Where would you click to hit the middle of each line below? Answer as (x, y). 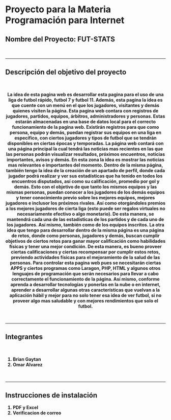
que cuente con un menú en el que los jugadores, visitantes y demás (85, 105)
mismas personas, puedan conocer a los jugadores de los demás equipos (85, 192)
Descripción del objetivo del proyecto (66, 72)
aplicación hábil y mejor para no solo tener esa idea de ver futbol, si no (85, 295)
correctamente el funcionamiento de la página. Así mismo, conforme (85, 279)
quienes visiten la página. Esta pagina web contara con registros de (85, 110)
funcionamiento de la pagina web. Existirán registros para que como (85, 127)
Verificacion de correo (37, 413)
